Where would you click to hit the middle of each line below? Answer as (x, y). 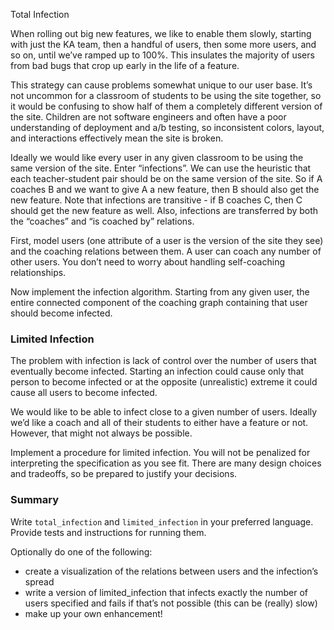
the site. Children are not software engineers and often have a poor (148, 117)
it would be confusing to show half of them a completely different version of (166, 106)
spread (39, 581)
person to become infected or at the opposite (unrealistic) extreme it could (164, 382)
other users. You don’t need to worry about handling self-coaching (147, 262)
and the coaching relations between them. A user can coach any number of (166, 251)
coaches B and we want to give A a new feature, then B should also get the (165, 189)
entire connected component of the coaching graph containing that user (159, 302)
